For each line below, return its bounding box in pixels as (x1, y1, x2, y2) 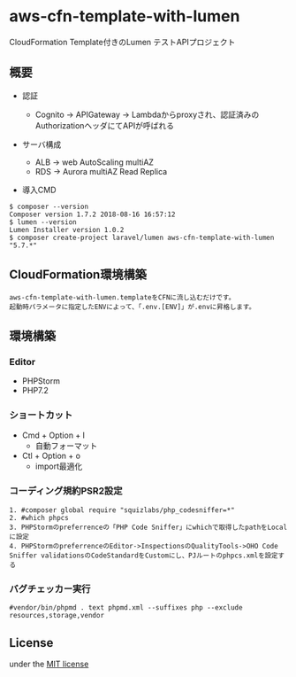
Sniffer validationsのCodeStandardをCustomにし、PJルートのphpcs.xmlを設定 (9, 551, 278, 560)
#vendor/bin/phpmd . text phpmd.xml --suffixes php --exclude (9, 603, 243, 612)
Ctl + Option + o (21, 450, 81, 461)
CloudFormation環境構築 (9, 268, 148, 283)
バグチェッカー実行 (9, 582, 91, 595)
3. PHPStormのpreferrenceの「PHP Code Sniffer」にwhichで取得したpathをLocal (9, 523, 288, 532)
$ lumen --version (9, 217, 77, 227)
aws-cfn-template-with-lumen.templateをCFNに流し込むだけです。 (9, 292, 236, 302)
